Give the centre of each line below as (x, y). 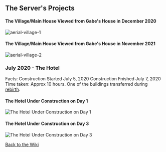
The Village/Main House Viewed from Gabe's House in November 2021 (80, 44)
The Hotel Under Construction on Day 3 (47, 123)
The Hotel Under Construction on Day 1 (47, 101)
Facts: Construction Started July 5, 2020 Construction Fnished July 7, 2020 (83, 79)
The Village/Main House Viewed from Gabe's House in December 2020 (81, 21)
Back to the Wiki (22, 144)
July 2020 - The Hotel (33, 68)
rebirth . (13, 89)
